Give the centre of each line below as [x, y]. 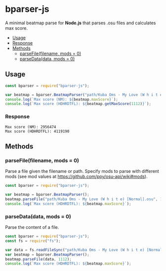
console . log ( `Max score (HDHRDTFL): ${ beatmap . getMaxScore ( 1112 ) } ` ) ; [78, 104]
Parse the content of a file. [32, 227]
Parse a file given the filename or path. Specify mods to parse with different [82, 171]
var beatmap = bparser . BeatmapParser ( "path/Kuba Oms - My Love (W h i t [82, 95]
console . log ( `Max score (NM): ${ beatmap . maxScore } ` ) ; [62, 99]
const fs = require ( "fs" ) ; [33, 241]
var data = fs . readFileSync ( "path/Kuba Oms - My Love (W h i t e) [75, 250]
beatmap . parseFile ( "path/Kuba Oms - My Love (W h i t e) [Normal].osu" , [82, 199]
